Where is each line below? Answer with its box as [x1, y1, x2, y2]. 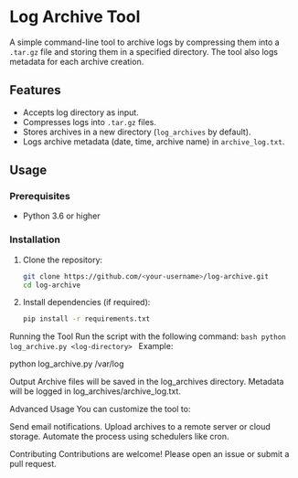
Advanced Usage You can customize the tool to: [9, 404, 191, 415]
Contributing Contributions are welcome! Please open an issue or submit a [9, 449, 290, 460]
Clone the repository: [22, 254, 103, 265]
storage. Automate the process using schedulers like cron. [9, 431, 230, 442]
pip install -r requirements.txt [22, 314, 151, 324]
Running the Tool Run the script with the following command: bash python [9, 331, 286, 342]
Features [9, 82, 61, 98]
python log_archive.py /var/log [9, 358, 124, 369]
